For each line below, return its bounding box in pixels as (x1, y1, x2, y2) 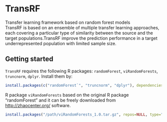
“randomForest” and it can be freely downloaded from (5, 97, 116, 103)
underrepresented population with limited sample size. (5, 40, 117, 46)
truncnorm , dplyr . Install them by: (5, 73, 73, 79)
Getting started (5, 55, 54, 63)
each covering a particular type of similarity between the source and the (5, 30, 153, 36)
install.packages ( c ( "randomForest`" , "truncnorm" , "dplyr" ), (5, 83, 135, 88)
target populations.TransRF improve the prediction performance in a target (5, 35, 158, 41)
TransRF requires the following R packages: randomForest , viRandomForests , (5, 68, 158, 74)
